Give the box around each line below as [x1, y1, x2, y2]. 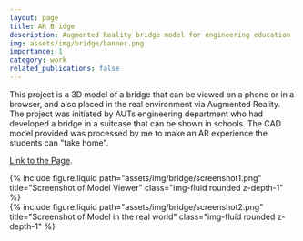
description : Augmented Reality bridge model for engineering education [9, 30, 291, 39]
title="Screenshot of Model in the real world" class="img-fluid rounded [9, 211, 276, 222]
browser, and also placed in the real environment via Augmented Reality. [9, 98, 281, 109]
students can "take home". [9, 137, 109, 148]
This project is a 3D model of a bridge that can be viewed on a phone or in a [9, 88, 295, 100]
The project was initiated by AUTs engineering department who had [9, 108, 264, 119]
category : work [9, 55, 67, 65]
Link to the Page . [9, 155, 73, 166]
